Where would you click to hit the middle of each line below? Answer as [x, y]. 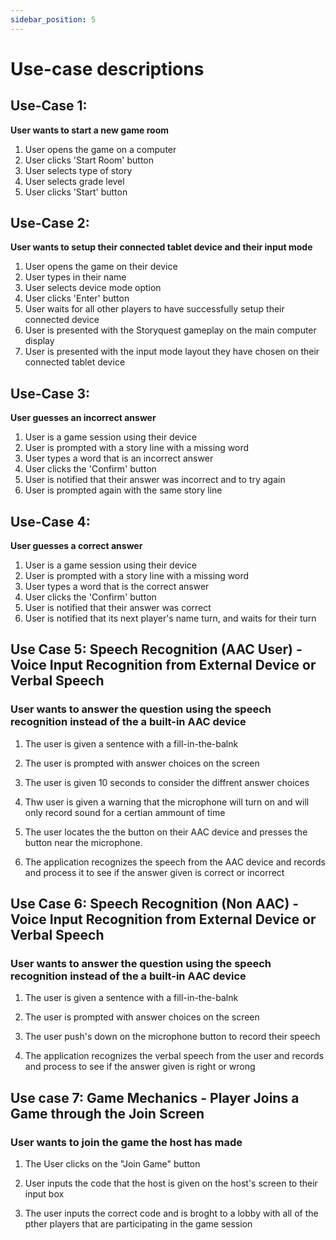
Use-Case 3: [50, 393]
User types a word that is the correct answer [117, 587]
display [39, 341]
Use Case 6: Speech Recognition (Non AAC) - [155, 904]
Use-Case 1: [49, 106]
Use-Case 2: [50, 223]
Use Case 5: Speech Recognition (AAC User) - [156, 649]
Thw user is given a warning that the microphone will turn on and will [167, 802]
